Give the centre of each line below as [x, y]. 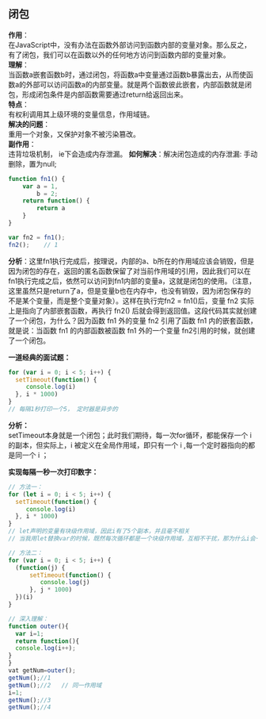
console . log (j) [65, 583]
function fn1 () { [37, 179]
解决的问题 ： [29, 124]
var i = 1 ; [30, 633]
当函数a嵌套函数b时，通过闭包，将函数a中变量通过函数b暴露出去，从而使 [127, 75]
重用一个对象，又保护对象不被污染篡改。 [74, 134]
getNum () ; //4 [30, 707]
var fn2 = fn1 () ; [37, 237]
